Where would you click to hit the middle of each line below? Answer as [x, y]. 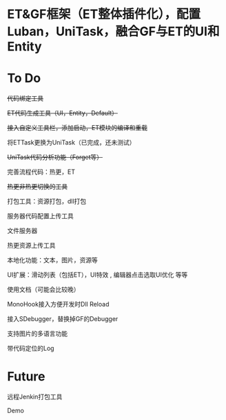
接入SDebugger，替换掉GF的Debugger [63, 319]
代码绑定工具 [25, 98]
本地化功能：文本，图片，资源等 [52, 260]
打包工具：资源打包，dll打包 [47, 201]
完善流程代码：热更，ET [41, 172]
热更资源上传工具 [31, 246]
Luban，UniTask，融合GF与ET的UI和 [113, 31]
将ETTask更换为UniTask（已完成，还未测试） [71, 143]
